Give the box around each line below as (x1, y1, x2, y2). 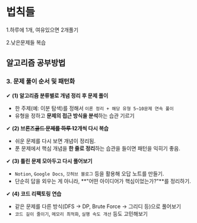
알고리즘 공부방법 (6, 58, 66, 68)
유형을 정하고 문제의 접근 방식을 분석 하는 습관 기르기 (14, 112, 135, 119)
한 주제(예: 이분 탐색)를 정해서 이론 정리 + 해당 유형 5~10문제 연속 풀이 (14, 105, 174, 112)
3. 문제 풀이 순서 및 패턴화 (6, 77, 75, 86)
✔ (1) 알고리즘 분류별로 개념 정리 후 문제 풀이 (6, 92, 109, 99)
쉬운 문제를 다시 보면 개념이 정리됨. (14, 137, 96, 145)
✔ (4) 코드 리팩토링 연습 (6, 190, 62, 197)
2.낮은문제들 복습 (6, 39, 46, 46)
